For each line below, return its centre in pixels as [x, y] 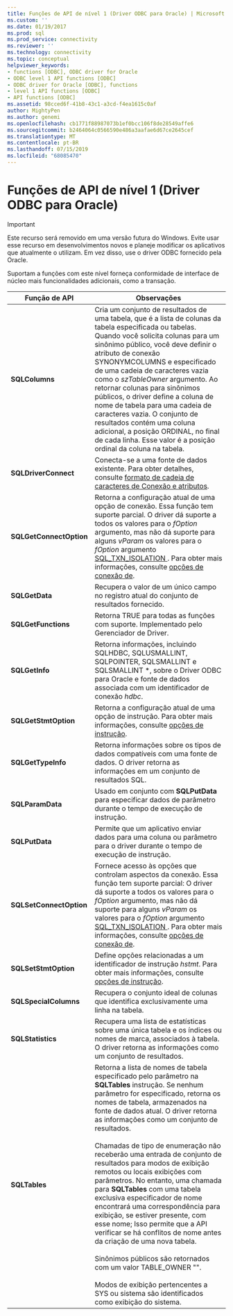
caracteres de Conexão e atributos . [152, 486]
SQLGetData [32, 595]
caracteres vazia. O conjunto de [147, 414]
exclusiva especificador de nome [148, 1198]
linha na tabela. [119, 1010]
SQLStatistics [34, 1039]
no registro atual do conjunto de [147, 595]
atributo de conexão [128, 353]
